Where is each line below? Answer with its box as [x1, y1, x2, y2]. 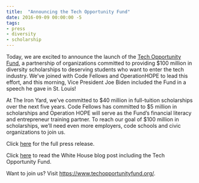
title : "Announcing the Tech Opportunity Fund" [6, 8, 130, 15]
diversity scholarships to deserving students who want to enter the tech [6, 66, 185, 73]
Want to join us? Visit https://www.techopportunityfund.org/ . [6, 170, 156, 177]
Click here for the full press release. [6, 140, 95, 147]
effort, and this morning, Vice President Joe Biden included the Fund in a [6, 79, 186, 86]
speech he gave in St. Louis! [6, 85, 76, 92]
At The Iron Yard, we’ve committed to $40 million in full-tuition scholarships [6, 97, 193, 104]
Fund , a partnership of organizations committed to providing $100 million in [6, 59, 192, 67]
